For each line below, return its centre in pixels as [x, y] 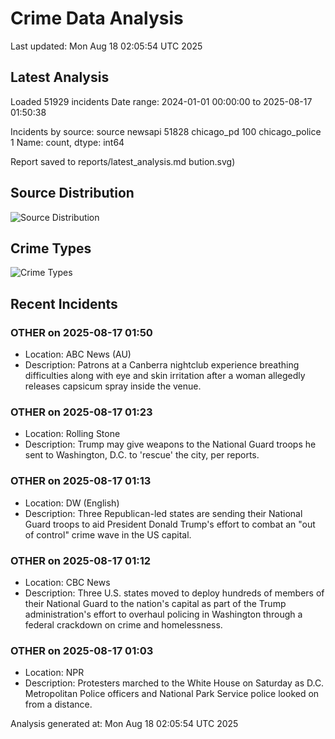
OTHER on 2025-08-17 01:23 [81, 412]
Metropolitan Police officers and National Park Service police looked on [172, 694]
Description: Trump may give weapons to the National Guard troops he [170, 444]
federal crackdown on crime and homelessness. [123, 624]
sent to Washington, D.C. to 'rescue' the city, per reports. [142, 455]
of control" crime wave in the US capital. [108, 534]
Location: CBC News [67, 582]
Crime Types [51, 248]
